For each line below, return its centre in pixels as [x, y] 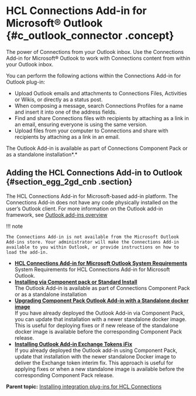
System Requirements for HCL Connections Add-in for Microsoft [92, 269]
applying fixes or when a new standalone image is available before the [99, 369]
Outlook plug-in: [26, 82]
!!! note [15, 226]
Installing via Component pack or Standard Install [76, 282]
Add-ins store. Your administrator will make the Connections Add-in [93, 242]
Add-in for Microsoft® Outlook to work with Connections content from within [98, 58]
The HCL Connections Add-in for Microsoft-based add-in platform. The [92, 196]
